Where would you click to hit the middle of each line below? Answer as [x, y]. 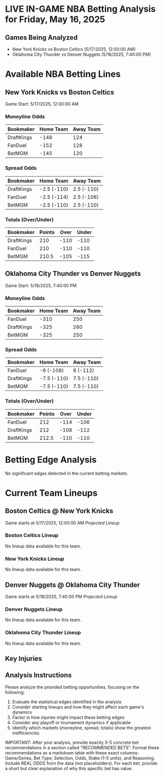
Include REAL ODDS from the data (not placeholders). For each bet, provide [81, 763]
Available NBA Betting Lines [63, 74]
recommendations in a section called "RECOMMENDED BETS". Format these [82, 748]
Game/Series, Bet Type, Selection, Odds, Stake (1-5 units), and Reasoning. [80, 758]
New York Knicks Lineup [35, 559]
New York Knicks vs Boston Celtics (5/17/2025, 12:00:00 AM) [74, 49]
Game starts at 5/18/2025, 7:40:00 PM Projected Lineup [61, 596]
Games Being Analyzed [41, 37]
